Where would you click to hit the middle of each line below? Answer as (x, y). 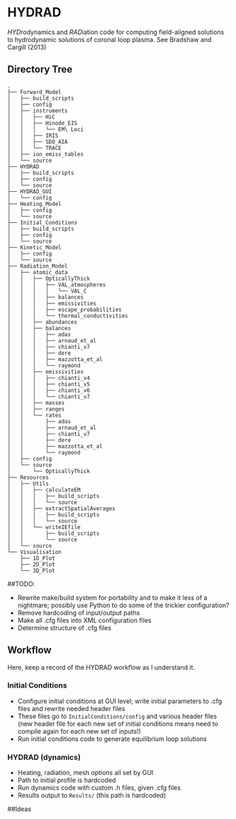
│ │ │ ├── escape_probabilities (64, 310)
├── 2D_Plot (38, 564)
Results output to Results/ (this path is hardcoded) (92, 796)
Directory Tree (40, 69)
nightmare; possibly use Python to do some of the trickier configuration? (123, 605)
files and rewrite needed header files (71, 708)
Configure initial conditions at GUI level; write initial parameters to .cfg (120, 701)
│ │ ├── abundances (43, 322)
